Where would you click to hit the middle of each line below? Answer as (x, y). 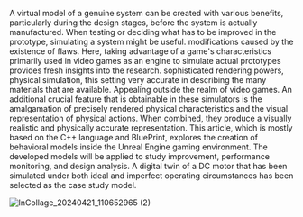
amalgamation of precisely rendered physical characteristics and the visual (149, 108)
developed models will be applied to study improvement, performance (140, 156)
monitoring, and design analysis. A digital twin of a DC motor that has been (148, 166)
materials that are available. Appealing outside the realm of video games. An (151, 90)
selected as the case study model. (73, 185)
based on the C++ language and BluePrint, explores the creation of (134, 137)
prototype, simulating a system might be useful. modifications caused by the (151, 41)
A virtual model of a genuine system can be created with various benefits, (147, 13)
